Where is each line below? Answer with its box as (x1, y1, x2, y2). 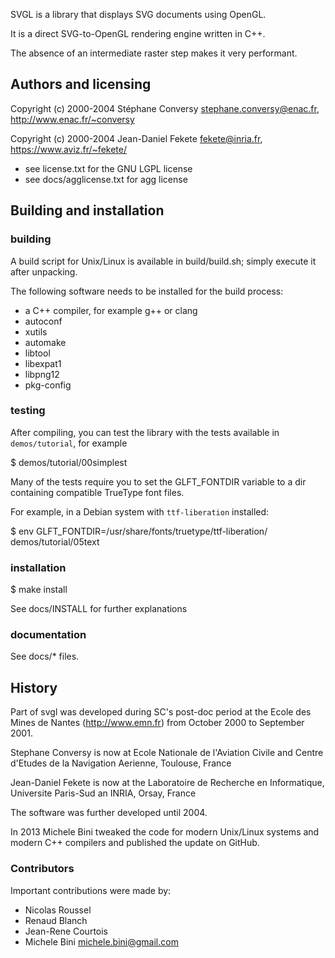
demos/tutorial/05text (10, 535, 100, 548)
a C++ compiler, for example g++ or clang (24, 304, 198, 316)
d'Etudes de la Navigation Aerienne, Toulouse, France (10, 757, 232, 769)
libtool (24, 347, 51, 359)
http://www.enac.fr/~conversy (10, 113, 135, 125)
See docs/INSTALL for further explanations (10, 603, 188, 615)
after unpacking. (10, 265, 78, 278)
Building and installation (10, 202, 165, 219)
